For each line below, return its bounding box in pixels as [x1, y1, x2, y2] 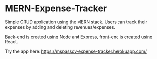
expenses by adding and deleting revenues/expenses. [5, 24, 115, 30]
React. [5, 39, 18, 44]
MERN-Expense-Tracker [5, 3, 107, 14]
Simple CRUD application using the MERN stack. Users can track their [5, 19, 147, 25]
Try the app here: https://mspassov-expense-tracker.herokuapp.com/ [5, 48, 147, 54]
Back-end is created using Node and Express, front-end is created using [5, 34, 153, 39]
